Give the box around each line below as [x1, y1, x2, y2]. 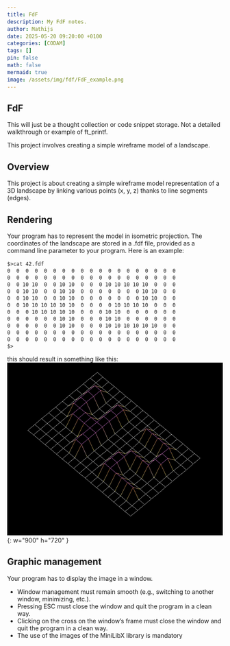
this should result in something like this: [7, 355, 118, 363]
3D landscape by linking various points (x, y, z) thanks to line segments [7, 187, 208, 195]
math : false [7, 62, 41, 69]
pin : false [7, 55, 38, 62]
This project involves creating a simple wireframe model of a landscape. [7, 141, 210, 149]
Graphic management [7, 556, 102, 568]
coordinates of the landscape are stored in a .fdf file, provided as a [7, 239, 195, 247]
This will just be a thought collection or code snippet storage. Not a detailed [7, 121, 221, 129]
